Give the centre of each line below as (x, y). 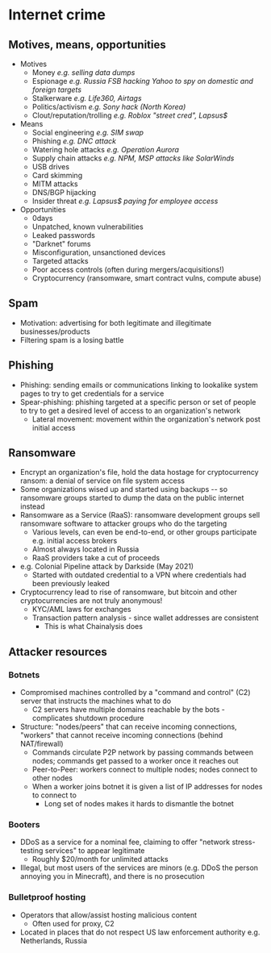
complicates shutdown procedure (88, 718)
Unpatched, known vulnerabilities (88, 227)
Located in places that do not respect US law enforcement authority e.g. (140, 932)
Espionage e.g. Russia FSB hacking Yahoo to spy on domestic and (143, 81)
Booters (24, 825)
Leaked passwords (63, 235)
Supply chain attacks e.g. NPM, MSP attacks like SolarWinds (133, 158)
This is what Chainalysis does (94, 626)
